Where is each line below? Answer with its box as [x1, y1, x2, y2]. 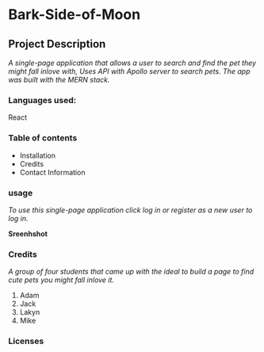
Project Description [8, 37, 106, 51]
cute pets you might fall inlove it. [8, 275, 115, 285]
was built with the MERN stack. [8, 75, 110, 84]
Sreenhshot [8, 228, 48, 239]
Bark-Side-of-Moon [8, 6, 141, 24]
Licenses [8, 335, 44, 346]
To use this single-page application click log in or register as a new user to [8, 205, 253, 215]
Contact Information [19, 167, 86, 177]
